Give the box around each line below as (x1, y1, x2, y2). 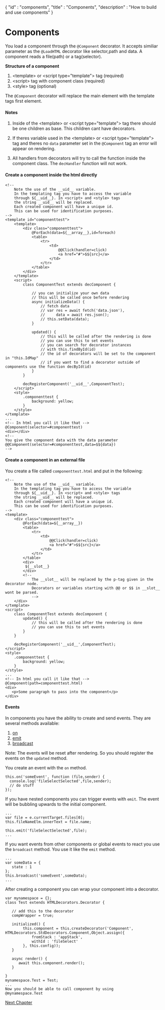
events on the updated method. (5, 755, 68, 761)
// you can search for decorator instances (40, 343, 132, 348)
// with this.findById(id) (40, 347, 96, 352)
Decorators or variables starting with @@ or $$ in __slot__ (31, 586, 161, 590)
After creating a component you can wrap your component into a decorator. (5, 886, 160, 892)
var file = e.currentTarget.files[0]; (5, 815, 85, 820)
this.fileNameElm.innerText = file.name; (5, 819, 92, 824)
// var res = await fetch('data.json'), (40, 308, 125, 313)
